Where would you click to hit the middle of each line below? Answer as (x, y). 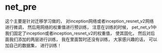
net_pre (21, 7)
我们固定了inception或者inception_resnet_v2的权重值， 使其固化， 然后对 (78, 33)
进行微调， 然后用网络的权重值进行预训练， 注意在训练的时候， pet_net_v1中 (81, 27)
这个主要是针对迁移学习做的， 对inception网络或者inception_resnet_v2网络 (80, 21)
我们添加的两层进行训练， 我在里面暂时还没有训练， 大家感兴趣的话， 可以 (83, 39)
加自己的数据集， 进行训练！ (33, 45)
